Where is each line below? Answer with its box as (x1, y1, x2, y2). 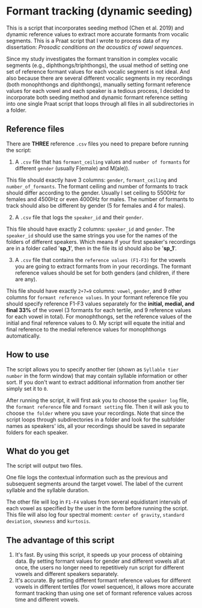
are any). (14, 275, 37, 283)
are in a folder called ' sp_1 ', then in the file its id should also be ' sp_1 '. (6, 245, 177, 252)
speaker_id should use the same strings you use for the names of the (6, 231, 177, 239)
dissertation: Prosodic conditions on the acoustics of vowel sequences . (6, 43, 183, 51)
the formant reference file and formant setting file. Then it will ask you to (6, 403, 189, 410)
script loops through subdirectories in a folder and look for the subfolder (6, 415, 185, 423)
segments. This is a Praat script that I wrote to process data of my (6, 37, 170, 44)
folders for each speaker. (6, 429, 69, 436)
